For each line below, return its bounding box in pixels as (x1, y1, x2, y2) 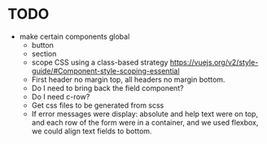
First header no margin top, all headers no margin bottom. (31, 74, 225, 84)
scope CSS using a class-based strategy (31, 57, 169, 67)
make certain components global (19, 32, 130, 41)
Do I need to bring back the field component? (31, 83, 184, 93)
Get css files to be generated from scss (31, 100, 164, 110)
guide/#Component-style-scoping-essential (31, 66, 180, 75)
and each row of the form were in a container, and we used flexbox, (31, 117, 259, 127)
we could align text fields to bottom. (31, 126, 152, 136)
